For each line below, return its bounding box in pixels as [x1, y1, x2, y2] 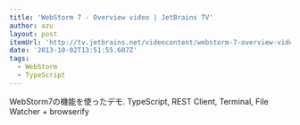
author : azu [9, 21, 54, 30]
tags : [9, 54, 29, 63]
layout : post [9, 29, 58, 38]
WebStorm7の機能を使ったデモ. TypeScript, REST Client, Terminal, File [9, 96, 270, 106]
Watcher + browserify [9, 105, 89, 116]
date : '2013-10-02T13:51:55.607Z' [9, 46, 138, 55]
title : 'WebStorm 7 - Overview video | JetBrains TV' [9, 12, 214, 22]
